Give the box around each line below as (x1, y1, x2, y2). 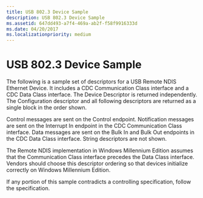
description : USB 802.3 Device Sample (6, 15, 105, 21)
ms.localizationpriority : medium (6, 32, 91, 38)
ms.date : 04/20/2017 (6, 26, 59, 32)
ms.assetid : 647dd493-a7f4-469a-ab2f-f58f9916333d (6, 20, 138, 26)
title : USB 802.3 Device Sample (6, 9, 88, 15)
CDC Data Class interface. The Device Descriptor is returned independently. (6, 91, 198, 98)
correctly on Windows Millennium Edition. (6, 166, 111, 174)
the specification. (6, 185, 50, 192)
